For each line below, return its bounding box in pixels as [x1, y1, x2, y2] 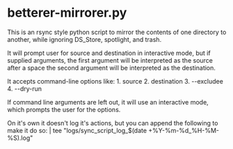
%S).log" [7, 134, 33, 142]
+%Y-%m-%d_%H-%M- [148, 126, 219, 134]
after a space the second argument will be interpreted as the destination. [7, 63, 216, 72]
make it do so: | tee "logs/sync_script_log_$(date [7, 126, 147, 134]
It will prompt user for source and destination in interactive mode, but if [7, 49, 211, 57]
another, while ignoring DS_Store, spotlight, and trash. [7, 35, 162, 43]
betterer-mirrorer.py [7, 5, 127, 21]
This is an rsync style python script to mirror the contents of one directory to [7, 28, 227, 36]
